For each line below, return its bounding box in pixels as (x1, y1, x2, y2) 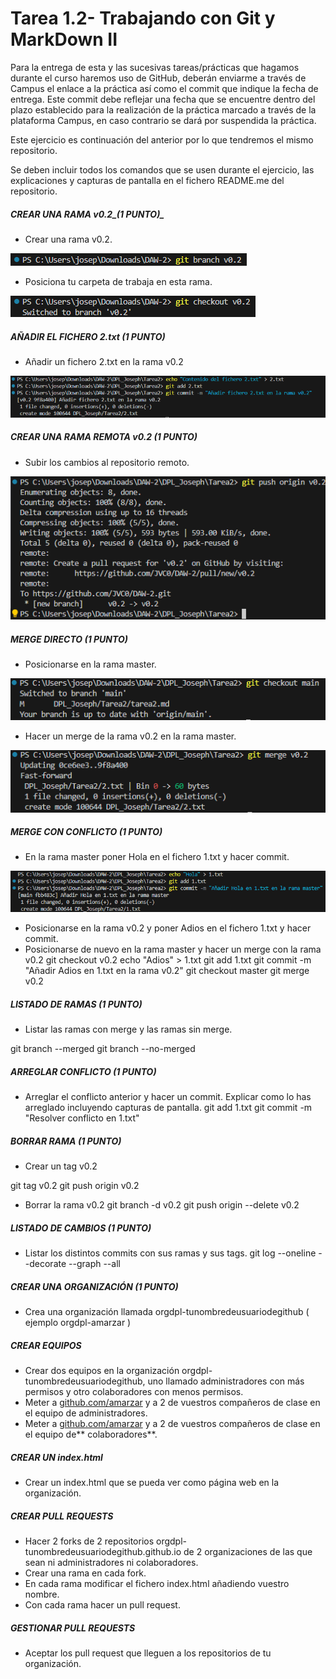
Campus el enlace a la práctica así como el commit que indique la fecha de (10, 82, 319, 94)
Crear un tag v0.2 (24, 1160, 98, 1172)
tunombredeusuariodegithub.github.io (24, 1545, 182, 1557)
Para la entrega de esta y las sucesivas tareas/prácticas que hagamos (10, 61, 300, 73)
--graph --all (68, 1258, 121, 1270)
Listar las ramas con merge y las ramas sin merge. (24, 1023, 233, 1036)
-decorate (24, 1258, 67, 1270)
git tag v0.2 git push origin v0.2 (10, 1180, 140, 1192)
